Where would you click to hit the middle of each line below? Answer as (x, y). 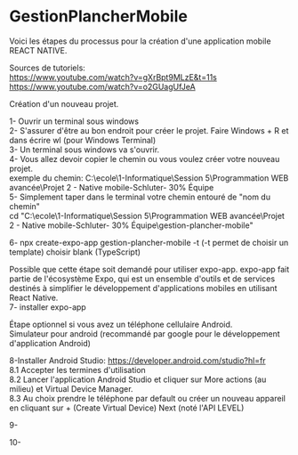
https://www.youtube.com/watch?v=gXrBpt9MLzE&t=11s (113, 77)
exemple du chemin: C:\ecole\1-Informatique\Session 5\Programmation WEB (149, 178)
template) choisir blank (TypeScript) (75, 252)
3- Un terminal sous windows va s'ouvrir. (85, 150)
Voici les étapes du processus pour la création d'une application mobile (140, 41)
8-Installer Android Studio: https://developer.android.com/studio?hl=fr (137, 360)
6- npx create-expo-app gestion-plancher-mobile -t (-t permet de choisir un (149, 242)
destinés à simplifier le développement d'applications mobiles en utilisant (143, 288)
